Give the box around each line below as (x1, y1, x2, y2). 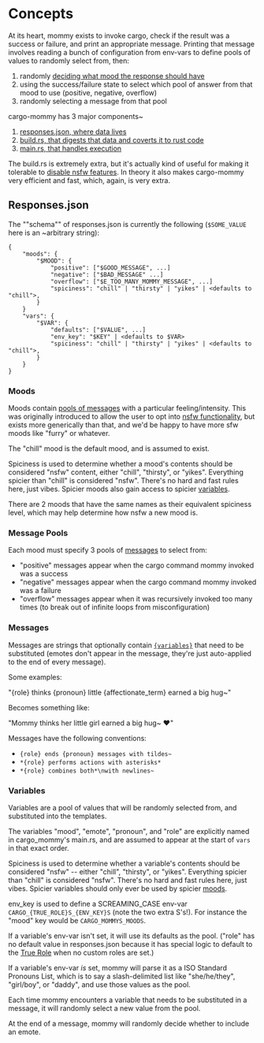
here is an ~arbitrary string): (8, 228, 100, 237)
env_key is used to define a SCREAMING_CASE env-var (8, 899, 188, 908)
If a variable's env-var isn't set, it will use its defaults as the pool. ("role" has (8, 931, 255, 941)
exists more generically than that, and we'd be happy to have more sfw (8, 420, 239, 430)
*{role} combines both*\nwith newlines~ (19, 766, 154, 775)
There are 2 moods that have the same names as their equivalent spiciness (8, 500, 252, 509)
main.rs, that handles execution (19, 143, 122, 153)
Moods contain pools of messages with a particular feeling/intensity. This (8, 404, 247, 413)
